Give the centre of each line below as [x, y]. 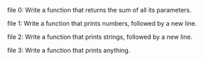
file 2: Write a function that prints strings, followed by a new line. [100, 37]
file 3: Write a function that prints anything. [69, 50]
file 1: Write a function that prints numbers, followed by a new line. [102, 23]
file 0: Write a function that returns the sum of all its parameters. [100, 10]
